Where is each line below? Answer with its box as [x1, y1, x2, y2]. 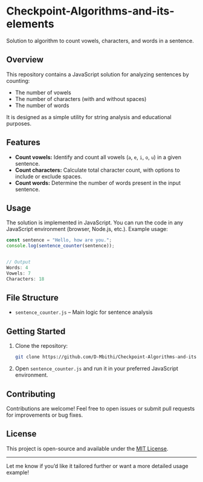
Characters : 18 [6, 276, 45, 282]
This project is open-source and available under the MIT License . [6, 445, 169, 452]
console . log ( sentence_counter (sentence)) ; [6, 243, 115, 249]
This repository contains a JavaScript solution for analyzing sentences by [6, 71, 189, 78]
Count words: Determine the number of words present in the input [14, 179, 181, 186]
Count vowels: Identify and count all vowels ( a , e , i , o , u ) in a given [14, 153, 182, 161]
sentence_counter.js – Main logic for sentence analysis [14, 308, 153, 316]
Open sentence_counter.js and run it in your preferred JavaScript [14, 365, 178, 373]
